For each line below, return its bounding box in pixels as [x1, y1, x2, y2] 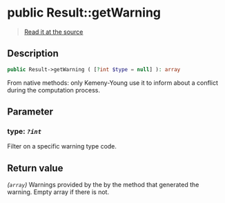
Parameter [7, 106, 54, 118]
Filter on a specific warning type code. [7, 142, 117, 151]
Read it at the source [23, 28, 84, 36]
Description [7, 48, 59, 59]
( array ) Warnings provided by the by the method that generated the [7, 181, 199, 189]
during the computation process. [7, 86, 100, 94]
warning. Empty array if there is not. [7, 188, 109, 196]
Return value [7, 162, 63, 174]
